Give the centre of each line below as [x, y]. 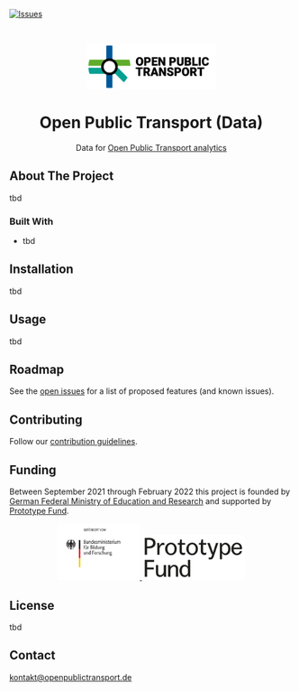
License [32, 605]
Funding [33, 470]
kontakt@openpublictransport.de [71, 677]
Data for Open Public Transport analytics [151, 147]
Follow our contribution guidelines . [73, 442]
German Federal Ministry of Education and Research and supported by [140, 501]
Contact [32, 655]
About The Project [62, 176]
